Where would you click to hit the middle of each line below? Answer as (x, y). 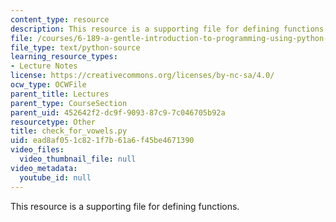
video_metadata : (44, 168)
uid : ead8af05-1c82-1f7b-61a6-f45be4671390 (102, 141)
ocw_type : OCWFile (48, 85)
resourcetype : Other (53, 122)
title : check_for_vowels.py (69, 131)
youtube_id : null (55, 177)
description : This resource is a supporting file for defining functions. (169, 29)
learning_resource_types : (64, 57)
